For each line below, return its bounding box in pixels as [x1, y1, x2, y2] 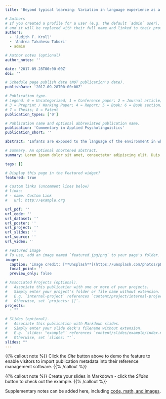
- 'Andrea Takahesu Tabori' [9, 39, 68, 45]
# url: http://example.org [5, 198, 65, 203]
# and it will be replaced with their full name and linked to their [5, 25, 152, 30]
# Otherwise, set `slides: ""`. [5, 335, 77, 340]
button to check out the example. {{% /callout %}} [5, 379, 107, 385]
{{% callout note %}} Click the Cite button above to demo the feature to [5, 353, 151, 359]
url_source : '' [5, 234, 37, 239]
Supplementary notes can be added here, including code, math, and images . [5, 388, 161, 394]
